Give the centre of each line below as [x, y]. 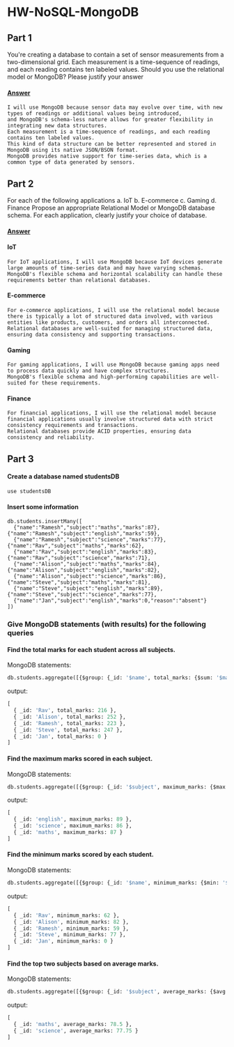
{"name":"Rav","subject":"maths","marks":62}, [76, 546]
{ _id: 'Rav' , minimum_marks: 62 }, [67, 915]
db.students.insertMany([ [45, 522]
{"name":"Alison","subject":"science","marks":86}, [90, 576]
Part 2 [21, 184]
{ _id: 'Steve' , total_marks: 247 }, [68, 730]
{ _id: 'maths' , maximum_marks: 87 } [68, 832]
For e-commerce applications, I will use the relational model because [113, 311]
